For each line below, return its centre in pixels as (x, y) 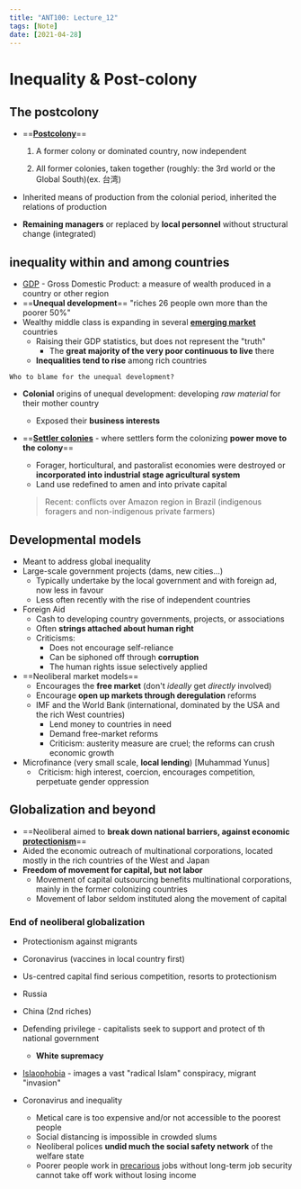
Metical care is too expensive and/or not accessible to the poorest (158, 1118)
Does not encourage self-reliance (111, 648)
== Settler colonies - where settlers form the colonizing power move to (155, 439)
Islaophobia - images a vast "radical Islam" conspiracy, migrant (139, 1074)
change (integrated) (59, 234)
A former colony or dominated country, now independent (141, 151)
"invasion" (41, 1083)
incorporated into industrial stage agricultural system (138, 475)
